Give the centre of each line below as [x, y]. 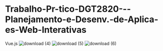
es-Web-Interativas [46, 30]
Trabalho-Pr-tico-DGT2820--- [68, 9]
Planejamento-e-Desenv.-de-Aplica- [82, 19]
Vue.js [12, 43]
